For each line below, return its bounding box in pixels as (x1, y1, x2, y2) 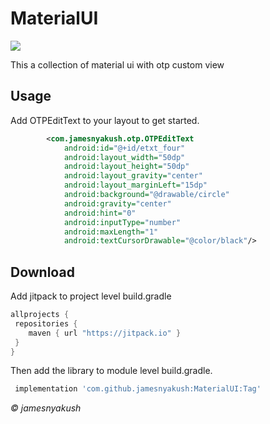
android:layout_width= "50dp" (63, 152, 186, 162)
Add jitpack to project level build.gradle (10, 290, 172, 302)
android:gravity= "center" (63, 198, 172, 209)
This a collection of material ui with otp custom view (10, 58, 225, 71)
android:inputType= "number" (63, 217, 182, 227)
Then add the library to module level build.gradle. (10, 365, 213, 377)
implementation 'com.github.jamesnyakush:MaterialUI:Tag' (14, 384, 262, 394)
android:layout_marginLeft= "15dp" (63, 180, 208, 191)
